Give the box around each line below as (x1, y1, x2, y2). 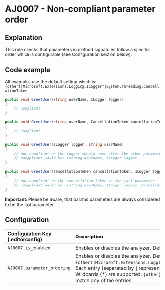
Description (75, 233, 104, 240)
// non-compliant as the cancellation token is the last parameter (14, 178, 155, 183)
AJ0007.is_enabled (7, 245, 51, 251)
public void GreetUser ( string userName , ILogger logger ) (5, 97, 124, 102)
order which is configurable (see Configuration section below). (5, 52, 132, 57)
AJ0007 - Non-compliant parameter (5, 3, 156, 15)
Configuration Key (7, 230, 52, 237)
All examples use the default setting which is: (5, 79, 97, 84)
